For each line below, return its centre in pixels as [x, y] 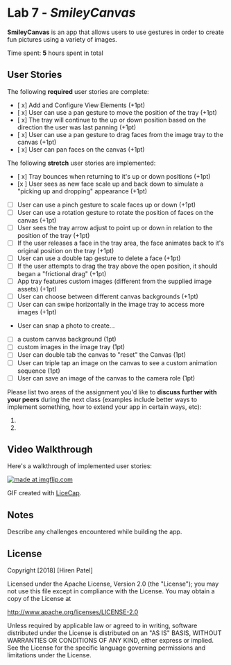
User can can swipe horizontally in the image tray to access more [111, 305]
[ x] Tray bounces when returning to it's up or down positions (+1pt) [114, 176]
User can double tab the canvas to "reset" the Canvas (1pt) [101, 355]
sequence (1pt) [38, 371]
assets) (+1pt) [37, 289]
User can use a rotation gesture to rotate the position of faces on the [115, 212]
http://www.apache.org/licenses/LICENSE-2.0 [73, 612]
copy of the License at [39, 599]
